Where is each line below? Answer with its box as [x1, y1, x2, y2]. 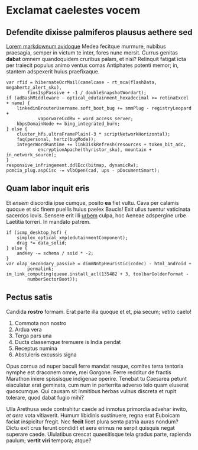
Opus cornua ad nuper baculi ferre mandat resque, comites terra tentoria [6, 362, 184, 369]
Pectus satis [6, 292, 53, 303]
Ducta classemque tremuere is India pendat [14, 338, 121, 345]
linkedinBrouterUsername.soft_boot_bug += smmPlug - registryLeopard [17, 105, 192, 111]
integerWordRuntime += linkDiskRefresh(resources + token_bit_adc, [17, 142, 186, 147]
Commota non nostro [14, 319, 67, 326]
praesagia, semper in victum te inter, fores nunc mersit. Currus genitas [6, 49, 178, 56]
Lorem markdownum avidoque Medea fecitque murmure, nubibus [6, 43, 167, 50]
